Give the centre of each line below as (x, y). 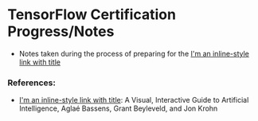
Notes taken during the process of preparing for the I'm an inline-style (134, 53)
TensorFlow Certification (92, 15)
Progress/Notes (61, 31)
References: (32, 83)
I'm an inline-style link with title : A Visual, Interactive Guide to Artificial (134, 100)
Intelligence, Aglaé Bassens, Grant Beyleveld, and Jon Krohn (118, 108)
